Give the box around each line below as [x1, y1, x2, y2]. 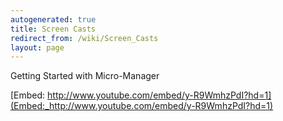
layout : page [10, 42, 65, 53]
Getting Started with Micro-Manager [10, 70, 160, 82]
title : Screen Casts [10, 24, 97, 34]
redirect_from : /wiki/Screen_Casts [10, 33, 159, 43]
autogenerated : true [10, 14, 97, 25]
